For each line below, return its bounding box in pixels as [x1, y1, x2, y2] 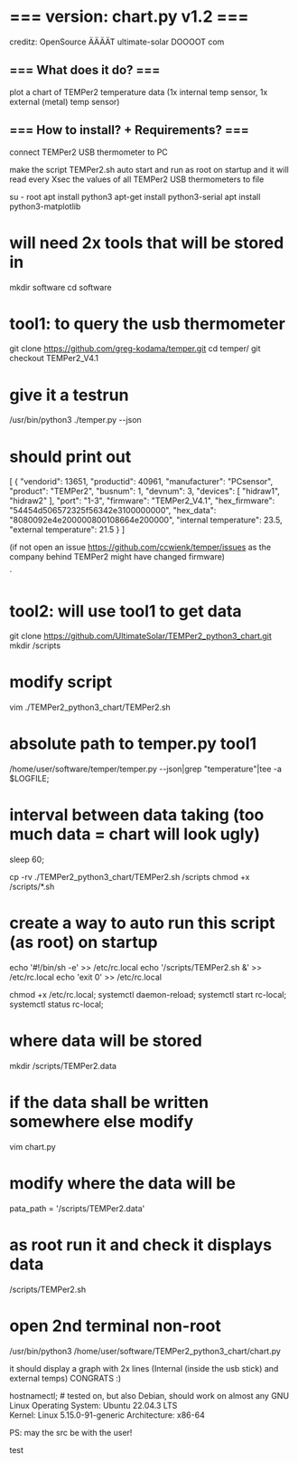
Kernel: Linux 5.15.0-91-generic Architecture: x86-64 [9, 1410, 205, 1420]
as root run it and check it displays [9, 1235, 273, 1255]
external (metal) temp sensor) [9, 96, 120, 107]
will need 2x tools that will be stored [9, 233, 284, 253]
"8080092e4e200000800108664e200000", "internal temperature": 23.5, [9, 514, 283, 526]
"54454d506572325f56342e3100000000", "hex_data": [9, 505, 217, 516]
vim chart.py [9, 1141, 56, 1152]
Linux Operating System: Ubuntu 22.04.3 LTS [9, 1400, 178, 1410]
